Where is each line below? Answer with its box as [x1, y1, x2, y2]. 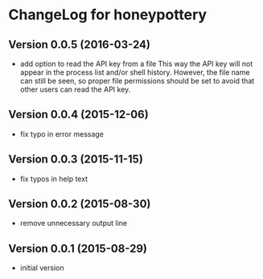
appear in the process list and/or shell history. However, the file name [19, 68, 251, 77]
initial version [19, 263, 64, 273]
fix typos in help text [19, 174, 88, 183]
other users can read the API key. [19, 84, 131, 94]
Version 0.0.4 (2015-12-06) [8, 108, 149, 121]
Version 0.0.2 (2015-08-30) [8, 197, 151, 211]
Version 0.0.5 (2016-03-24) [8, 38, 151, 51]
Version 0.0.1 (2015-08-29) [8, 241, 147, 255]
